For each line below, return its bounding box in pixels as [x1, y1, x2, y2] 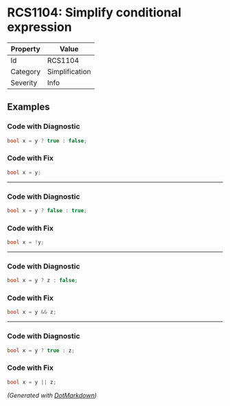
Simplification [47, 66, 91, 76]
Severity [10, 77, 38, 87]
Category [10, 66, 41, 76]
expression [7, 19, 72, 35]
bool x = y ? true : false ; [7, 137, 88, 144]
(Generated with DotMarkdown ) [7, 391, 97, 399]
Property [10, 44, 41, 53]
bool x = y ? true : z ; [7, 347, 75, 354]
